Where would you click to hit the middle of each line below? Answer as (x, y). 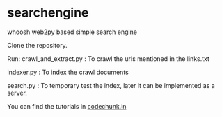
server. (17, 93)
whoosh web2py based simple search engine (72, 32)
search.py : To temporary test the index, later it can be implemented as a (111, 85)
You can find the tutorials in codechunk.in (67, 106)
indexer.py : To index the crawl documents (68, 72)
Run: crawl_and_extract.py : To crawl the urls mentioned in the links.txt (109, 58)
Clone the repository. (37, 45)
